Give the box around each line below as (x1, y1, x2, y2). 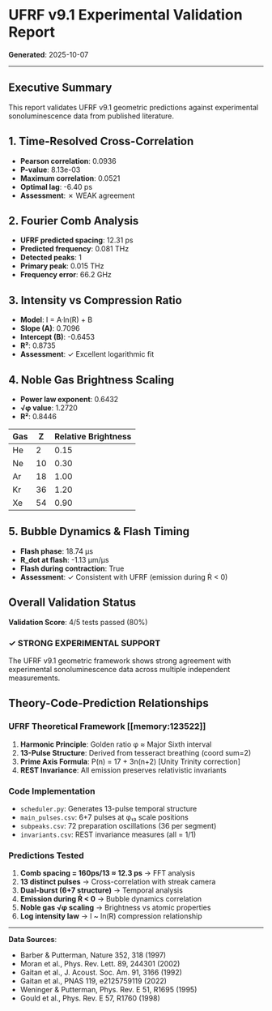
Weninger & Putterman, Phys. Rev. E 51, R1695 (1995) (19, 985, 198, 995)
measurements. (8, 673, 61, 683)
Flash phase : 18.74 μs (19, 546, 94, 556)
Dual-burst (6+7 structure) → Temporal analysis (19, 885, 184, 895)
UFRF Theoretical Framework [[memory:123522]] (8, 721, 206, 732)
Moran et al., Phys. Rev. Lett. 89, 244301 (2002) (19, 959, 181, 969)
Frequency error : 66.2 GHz (19, 270, 112, 280)
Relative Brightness (54, 431, 132, 442)
